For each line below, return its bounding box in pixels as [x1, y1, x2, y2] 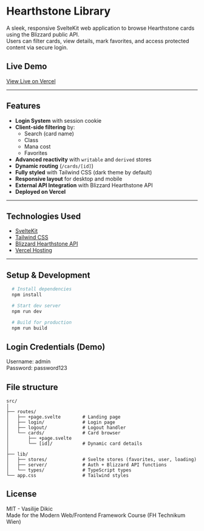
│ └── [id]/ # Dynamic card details [6, 440, 143, 447]
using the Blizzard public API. [6, 30, 80, 38]
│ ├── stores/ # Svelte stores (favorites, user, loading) [6, 457, 197, 463]
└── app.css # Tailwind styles [6, 473, 129, 479]
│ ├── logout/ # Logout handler [6, 425, 126, 431]
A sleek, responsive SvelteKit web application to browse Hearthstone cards [6, 24, 195, 32]
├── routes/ [6, 409, 36, 415]
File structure [6, 382, 58, 392]
